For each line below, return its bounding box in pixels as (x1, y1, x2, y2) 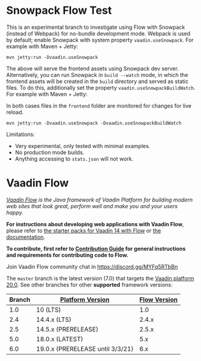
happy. (6, 209, 24, 216)
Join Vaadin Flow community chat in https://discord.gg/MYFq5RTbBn (6, 263, 178, 270)
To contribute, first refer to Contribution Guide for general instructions (6, 245, 186, 252)
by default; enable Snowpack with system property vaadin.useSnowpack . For (6, 36, 194, 43)
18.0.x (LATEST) (36, 335, 83, 343)
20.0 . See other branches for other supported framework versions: (6, 281, 173, 288)
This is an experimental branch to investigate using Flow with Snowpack (6, 23, 185, 31)
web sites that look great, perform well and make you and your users (6, 202, 178, 209)
